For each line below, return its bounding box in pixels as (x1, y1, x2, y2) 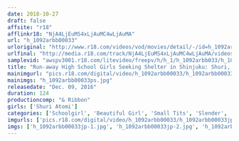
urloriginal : (7, 43, 46, 51)
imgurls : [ (7, 116, 40, 123)
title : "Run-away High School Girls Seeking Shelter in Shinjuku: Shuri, (7, 63, 231, 70)
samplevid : (7, 57, 40, 64)
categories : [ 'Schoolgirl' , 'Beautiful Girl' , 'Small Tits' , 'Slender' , (7, 110, 228, 117)
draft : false (7, 17, 46, 24)
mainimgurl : (7, 70, 43, 77)
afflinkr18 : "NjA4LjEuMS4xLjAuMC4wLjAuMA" (7, 30, 135, 38)
